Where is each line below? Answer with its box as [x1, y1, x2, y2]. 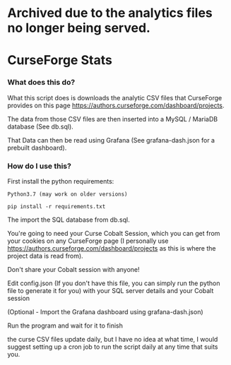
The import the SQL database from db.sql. [7, 215, 130, 224]
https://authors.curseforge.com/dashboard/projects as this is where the [7, 244, 216, 252]
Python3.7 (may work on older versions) [7, 191, 129, 198]
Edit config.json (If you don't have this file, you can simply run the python [7, 279, 220, 287]
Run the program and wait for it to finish [7, 321, 124, 330]
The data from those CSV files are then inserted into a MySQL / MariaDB [7, 114, 218, 123]
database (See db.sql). [7, 122, 74, 131]
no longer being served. [7, 20, 150, 36]
